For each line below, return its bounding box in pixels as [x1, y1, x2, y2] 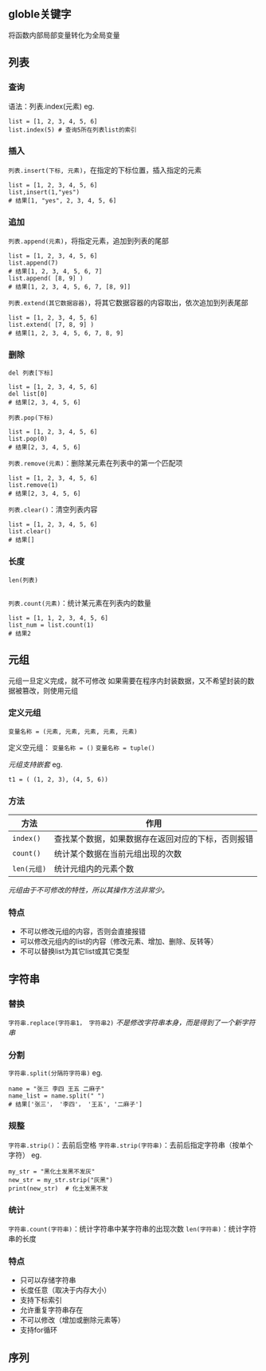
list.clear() [8, 528, 52, 536]
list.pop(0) [8, 435, 48, 443]
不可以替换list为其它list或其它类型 [19, 947, 130, 957]
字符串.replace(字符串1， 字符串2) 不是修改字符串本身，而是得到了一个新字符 [8, 1018, 256, 1027]
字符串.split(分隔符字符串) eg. [8, 1068, 104, 1078]
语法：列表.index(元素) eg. [8, 101, 95, 111]
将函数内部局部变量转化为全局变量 [8, 30, 120, 40]
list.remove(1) [8, 481, 59, 489]
